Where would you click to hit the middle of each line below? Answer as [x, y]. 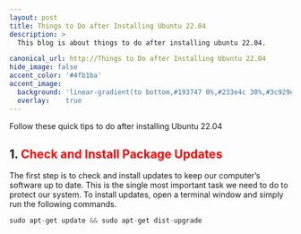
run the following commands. [63, 204]
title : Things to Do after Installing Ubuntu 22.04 [107, 26]
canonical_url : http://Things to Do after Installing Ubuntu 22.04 [138, 59]
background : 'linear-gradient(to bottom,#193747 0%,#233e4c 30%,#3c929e [156, 92]
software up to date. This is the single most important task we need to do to [149, 186]
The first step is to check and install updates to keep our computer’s [135, 176]
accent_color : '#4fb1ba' [56, 76]
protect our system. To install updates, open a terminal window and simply [146, 195]
